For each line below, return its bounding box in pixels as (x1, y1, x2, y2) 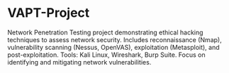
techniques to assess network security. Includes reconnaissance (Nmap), (7, 35, 222, 44)
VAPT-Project (7, 5, 90, 21)
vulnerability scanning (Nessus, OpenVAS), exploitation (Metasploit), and (7, 43, 220, 51)
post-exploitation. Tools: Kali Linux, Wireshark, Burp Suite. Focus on (7, 51, 206, 59)
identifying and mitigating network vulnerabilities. (7, 58, 152, 66)
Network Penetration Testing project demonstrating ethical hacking (7, 28, 203, 36)
